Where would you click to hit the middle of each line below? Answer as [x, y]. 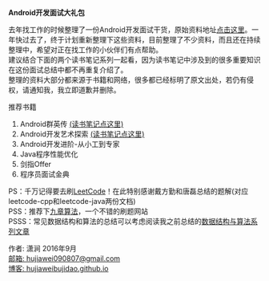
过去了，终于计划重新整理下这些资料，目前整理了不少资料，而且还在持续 [141, 40]
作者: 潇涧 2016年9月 [43, 248]
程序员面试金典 [44, 174]
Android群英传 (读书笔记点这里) [72, 124]
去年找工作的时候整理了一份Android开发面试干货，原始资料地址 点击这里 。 [130, 30]
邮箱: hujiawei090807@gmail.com [64, 259]
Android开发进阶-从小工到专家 [70, 144]
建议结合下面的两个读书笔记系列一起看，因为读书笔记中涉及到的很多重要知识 [134, 60]
